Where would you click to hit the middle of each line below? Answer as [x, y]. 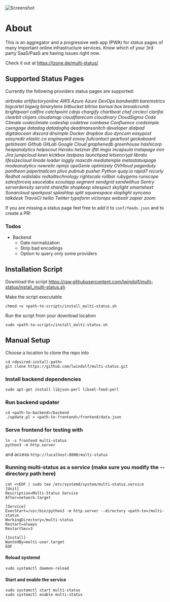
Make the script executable [34, 297]
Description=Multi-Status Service [42, 493]
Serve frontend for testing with [44, 430]
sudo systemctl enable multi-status [44, 595]
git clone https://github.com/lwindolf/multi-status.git [67, 366]
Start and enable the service [36, 579]
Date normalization [40, 243]
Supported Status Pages [45, 79]
